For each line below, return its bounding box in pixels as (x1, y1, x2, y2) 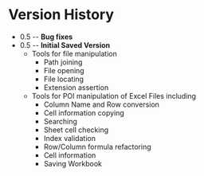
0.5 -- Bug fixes (19, 32, 73, 41)
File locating (43, 74, 84, 84)
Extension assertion (43, 82, 109, 92)
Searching (43, 116, 78, 126)
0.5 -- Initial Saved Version (19, 40, 111, 49)
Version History (8, 6, 114, 24)
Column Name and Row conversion (43, 100, 159, 109)
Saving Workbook (43, 158, 102, 168)
